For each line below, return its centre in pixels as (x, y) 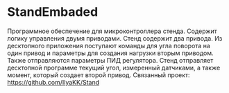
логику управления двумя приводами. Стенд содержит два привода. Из (115, 38)
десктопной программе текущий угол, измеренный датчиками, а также (114, 68)
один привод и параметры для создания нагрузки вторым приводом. (110, 53)
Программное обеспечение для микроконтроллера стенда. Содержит (112, 31)
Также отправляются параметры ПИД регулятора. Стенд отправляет (110, 60)
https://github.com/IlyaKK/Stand (53, 82)
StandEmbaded (53, 12)
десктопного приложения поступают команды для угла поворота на (109, 45)
